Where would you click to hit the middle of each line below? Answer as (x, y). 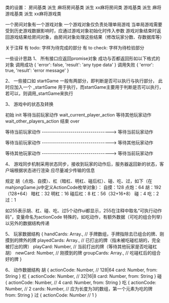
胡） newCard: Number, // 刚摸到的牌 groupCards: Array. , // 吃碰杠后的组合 (83, 253)
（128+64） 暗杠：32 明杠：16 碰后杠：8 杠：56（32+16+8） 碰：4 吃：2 (82, 194)
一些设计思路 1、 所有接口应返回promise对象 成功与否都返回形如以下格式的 (83, 58)
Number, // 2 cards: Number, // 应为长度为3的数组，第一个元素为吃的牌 (79, 289)
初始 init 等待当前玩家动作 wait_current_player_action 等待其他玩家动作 (78, 115)
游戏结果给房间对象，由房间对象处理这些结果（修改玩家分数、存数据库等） (87, 37)
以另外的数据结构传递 (27, 223)
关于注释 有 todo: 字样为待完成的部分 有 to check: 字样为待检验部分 (75, 48)
